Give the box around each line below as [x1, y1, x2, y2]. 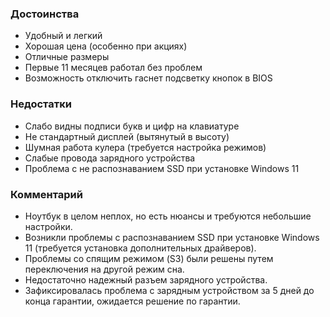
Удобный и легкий [24, 30, 103, 42]
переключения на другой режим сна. [24, 263, 185, 275]
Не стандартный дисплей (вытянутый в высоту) [24, 130, 230, 142]
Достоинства [10, 7, 80, 21]
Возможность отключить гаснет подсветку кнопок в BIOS [24, 72, 273, 84]
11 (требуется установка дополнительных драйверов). [24, 242, 257, 254]
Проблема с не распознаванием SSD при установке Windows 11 [24, 162, 300, 174]
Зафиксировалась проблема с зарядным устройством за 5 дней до [24, 284, 315, 296]
